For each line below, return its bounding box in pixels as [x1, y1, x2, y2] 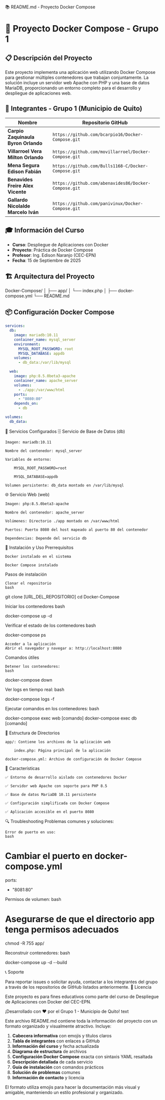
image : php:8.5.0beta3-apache [14, 374, 76, 378]
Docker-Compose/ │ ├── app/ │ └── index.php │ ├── [5, 288, 117, 294]
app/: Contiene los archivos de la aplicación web [5, 739, 111, 744]
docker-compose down [5, 677, 53, 683]
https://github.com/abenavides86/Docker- [52, 180, 151, 186]
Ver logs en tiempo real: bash [5, 687, 65, 692]
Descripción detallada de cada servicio [12, 1059, 93, 1065]
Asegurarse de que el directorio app [5, 913, 155, 925]
